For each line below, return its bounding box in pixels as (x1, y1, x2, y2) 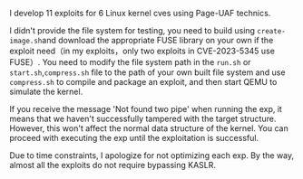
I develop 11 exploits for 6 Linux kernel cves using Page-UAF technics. (9, 8, 271, 18)
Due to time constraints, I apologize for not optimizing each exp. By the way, (9, 150, 295, 161)
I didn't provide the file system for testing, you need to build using (9, 25, 256, 35)
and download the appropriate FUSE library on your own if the (42, 35, 274, 45)
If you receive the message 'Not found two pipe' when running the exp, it (9, 104, 283, 114)
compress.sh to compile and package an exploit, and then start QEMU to (9, 77, 278, 87)
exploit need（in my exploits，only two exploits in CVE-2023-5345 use (9, 45, 275, 56)
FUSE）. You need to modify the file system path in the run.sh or (9, 57, 251, 67)
